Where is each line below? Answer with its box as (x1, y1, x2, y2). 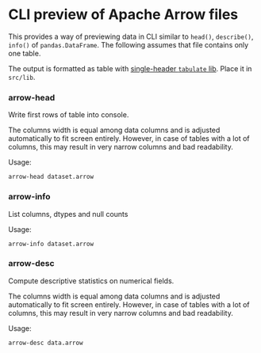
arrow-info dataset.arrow (8, 240, 94, 248)
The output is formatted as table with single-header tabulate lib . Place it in (8, 63, 252, 73)
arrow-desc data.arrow (8, 339, 83, 347)
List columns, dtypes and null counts (8, 209, 129, 218)
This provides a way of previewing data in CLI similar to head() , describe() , (8, 32, 254, 41)
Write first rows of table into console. (8, 110, 129, 120)
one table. (8, 48, 41, 58)
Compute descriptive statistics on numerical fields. (8, 275, 175, 286)
